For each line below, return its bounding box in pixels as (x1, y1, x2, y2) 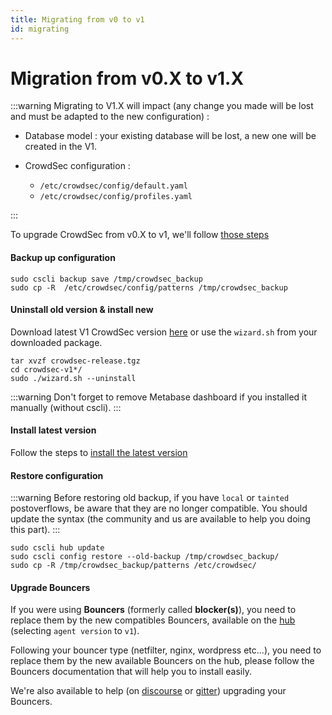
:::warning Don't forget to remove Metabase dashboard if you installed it (10, 391, 308, 403)
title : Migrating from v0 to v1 (10, 14, 145, 25)
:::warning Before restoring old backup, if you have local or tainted (10, 492, 290, 504)
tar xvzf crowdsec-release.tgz (10, 356, 141, 366)
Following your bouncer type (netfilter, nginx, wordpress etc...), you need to (10, 644, 322, 656)
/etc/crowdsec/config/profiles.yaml (39, 192, 193, 202)
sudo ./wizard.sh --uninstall (10, 373, 137, 383)
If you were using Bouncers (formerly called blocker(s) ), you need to (10, 604, 297, 616)
